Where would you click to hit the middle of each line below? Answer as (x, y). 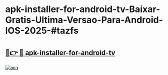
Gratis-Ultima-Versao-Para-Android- (84, 20)
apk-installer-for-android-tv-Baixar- (83, 9)
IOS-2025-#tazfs (42, 31)
